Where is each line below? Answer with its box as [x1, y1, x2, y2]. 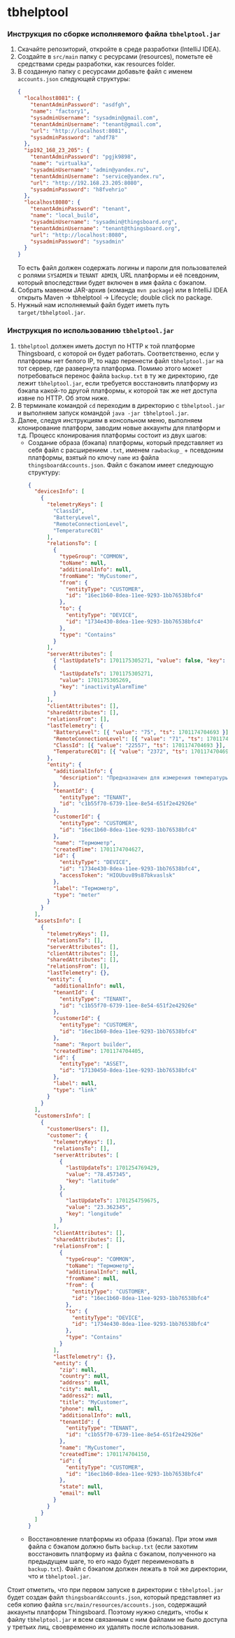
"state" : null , [59, 1483, 104, 1490]
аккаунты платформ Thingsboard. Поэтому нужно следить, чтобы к [7, 1608, 208, 1616]
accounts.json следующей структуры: [17, 75, 131, 83]
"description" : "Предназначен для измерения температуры [59, 774, 229, 781]
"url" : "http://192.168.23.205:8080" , [30, 179, 143, 186]
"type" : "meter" [52, 891, 101, 898]
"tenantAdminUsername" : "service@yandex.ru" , [30, 173, 166, 180]
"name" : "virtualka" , [30, 160, 93, 167]
